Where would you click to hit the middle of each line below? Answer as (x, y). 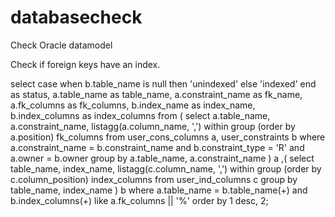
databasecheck (76, 17)
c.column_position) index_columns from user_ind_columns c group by (154, 179)
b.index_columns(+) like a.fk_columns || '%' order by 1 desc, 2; (139, 200)
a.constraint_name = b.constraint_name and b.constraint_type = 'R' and (157, 147)
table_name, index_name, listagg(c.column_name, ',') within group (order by (166, 168)
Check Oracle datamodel (61, 45)
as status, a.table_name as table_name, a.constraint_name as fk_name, (156, 94)
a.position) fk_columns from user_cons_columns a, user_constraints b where (168, 137)
